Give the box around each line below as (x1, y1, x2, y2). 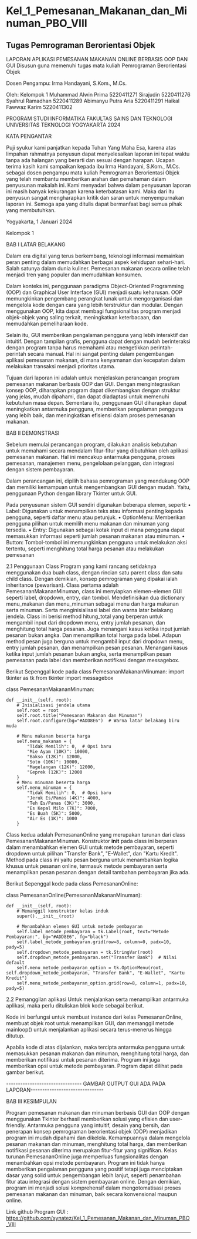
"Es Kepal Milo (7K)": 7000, (27, 805, 98, 811)
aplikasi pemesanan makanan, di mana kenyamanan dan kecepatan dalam (6, 356, 185, 364)
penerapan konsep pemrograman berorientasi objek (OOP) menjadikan (6, 1128, 178, 1135)
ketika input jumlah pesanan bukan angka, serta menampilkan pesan (6, 650, 172, 658)
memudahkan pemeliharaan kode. (6, 320, 89, 327)
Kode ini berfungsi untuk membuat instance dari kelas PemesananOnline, (6, 1013, 183, 1020)
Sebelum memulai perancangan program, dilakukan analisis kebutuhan (6, 441, 177, 448)
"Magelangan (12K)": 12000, (27, 764, 96, 770)
